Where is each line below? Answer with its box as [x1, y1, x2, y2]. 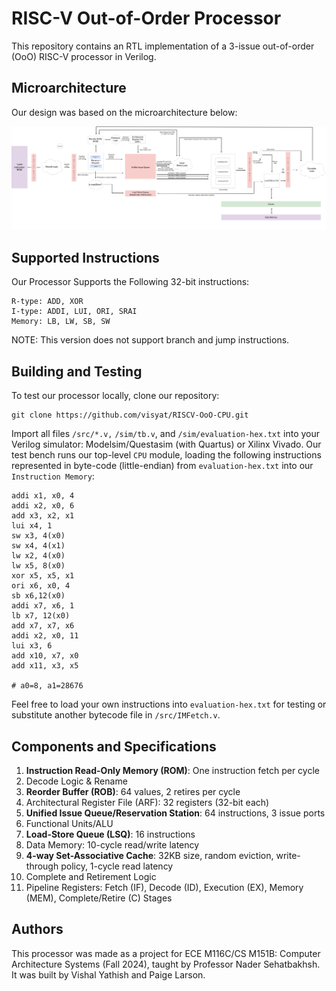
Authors [11, 921, 64, 938]
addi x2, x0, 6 [11, 501, 75, 511]
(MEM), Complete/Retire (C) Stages [25, 892, 173, 904]
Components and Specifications [11, 738, 217, 755]
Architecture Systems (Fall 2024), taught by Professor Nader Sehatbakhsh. [11, 958, 321, 970]
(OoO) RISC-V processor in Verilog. [11, 50, 157, 62]
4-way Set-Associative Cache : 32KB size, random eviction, [25, 850, 274, 862]
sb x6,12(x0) [11, 591, 66, 601]
